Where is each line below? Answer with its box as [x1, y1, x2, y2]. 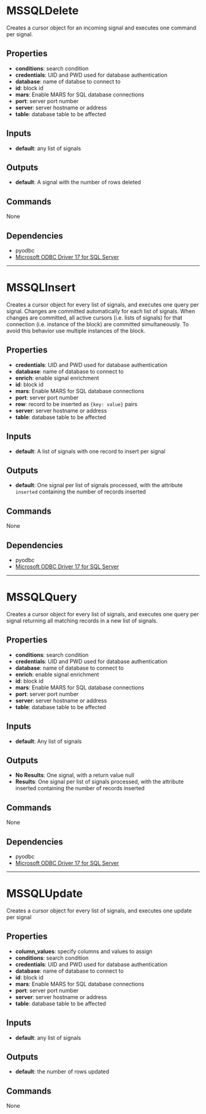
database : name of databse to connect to [15, 77, 121, 85]
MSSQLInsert [6, 281, 76, 295]
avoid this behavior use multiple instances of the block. [6, 327, 146, 334]
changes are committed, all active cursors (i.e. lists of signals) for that [6, 314, 183, 321]
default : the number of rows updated [15, 1068, 109, 1075]
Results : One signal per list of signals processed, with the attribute [15, 778, 184, 785]
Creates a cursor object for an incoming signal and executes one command [6, 24, 197, 31]
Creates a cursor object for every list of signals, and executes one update [6, 907, 192, 914]
